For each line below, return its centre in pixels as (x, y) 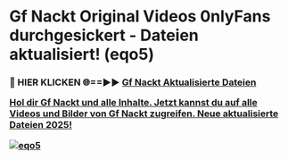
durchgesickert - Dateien (104, 35)
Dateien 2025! (41, 125)
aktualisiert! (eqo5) (82, 55)
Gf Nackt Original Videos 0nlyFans (140, 17)
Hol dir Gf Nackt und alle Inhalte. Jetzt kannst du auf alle (134, 103)
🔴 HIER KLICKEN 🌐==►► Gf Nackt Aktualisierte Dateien (133, 82)
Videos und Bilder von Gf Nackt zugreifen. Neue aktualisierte (144, 114)
